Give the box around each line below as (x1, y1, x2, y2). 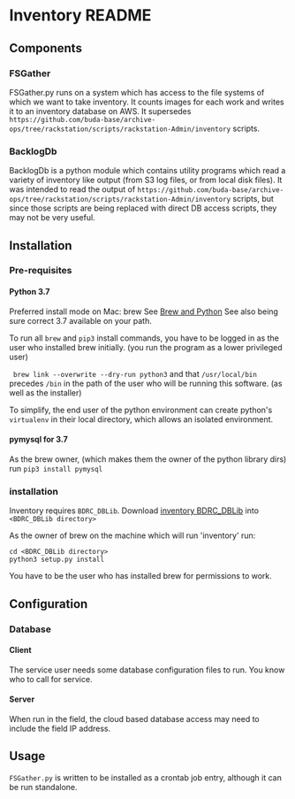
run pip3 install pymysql (9, 463, 103, 473)
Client (9, 645, 33, 656)
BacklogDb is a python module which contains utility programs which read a (9, 165, 286, 176)
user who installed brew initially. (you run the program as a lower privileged (9, 342, 283, 352)
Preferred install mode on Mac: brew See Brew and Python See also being (9, 306, 278, 317)
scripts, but (232, 194, 274, 204)
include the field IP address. (9, 723, 111, 734)
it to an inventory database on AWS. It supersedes (9, 105, 192, 116)
